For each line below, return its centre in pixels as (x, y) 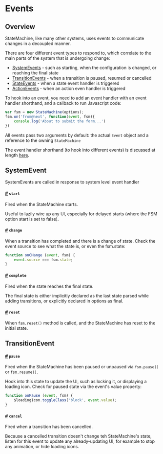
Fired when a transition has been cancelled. (49, 427)
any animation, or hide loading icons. (42, 447)
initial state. (17, 328)
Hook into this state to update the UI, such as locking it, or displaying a (76, 382)
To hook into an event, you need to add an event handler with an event (76, 98)
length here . (17, 155)
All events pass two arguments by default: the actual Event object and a (77, 135)
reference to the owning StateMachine (43, 140)
